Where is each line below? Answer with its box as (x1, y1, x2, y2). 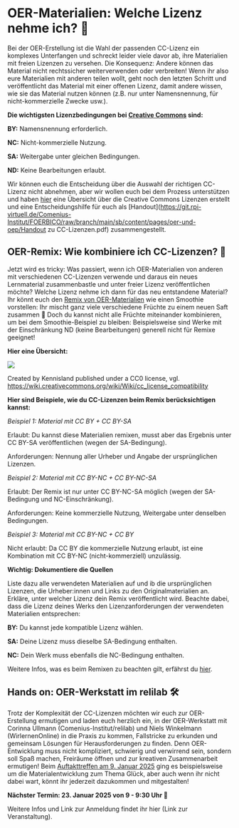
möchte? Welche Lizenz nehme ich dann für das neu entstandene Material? (7, 287, 228, 296)
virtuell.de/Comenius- (7, 210, 72, 218)
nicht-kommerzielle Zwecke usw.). (7, 96, 108, 105)
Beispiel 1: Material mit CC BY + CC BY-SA (7, 416, 132, 425)
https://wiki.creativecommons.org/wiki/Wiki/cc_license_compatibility (7, 382, 208, 390)
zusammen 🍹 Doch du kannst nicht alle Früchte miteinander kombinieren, (7, 310, 222, 319)
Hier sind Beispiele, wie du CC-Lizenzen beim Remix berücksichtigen (7, 395, 216, 404)
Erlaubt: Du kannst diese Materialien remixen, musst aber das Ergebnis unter (7, 430, 232, 439)
